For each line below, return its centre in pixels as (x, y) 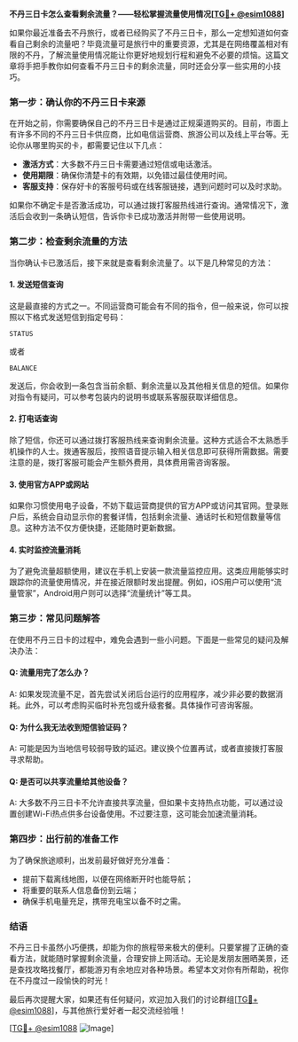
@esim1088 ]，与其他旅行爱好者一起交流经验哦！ (98, 1010)
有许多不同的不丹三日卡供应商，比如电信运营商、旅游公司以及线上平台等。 (145, 134)
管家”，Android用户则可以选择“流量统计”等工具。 (106, 593)
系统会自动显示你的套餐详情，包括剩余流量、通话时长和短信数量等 (153, 517)
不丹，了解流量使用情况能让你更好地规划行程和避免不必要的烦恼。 (145, 55)
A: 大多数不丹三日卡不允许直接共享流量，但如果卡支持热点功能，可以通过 (142, 803)
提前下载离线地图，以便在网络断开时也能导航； (107, 879)
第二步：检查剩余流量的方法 (68, 241)
